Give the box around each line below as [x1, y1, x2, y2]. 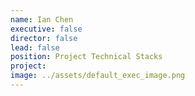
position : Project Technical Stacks [10, 52, 163, 62]
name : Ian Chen [10, 14, 74, 25]
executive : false [10, 24, 83, 34]
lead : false [10, 42, 60, 53]
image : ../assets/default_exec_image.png [10, 71, 186, 81]
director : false [10, 33, 78, 43]
